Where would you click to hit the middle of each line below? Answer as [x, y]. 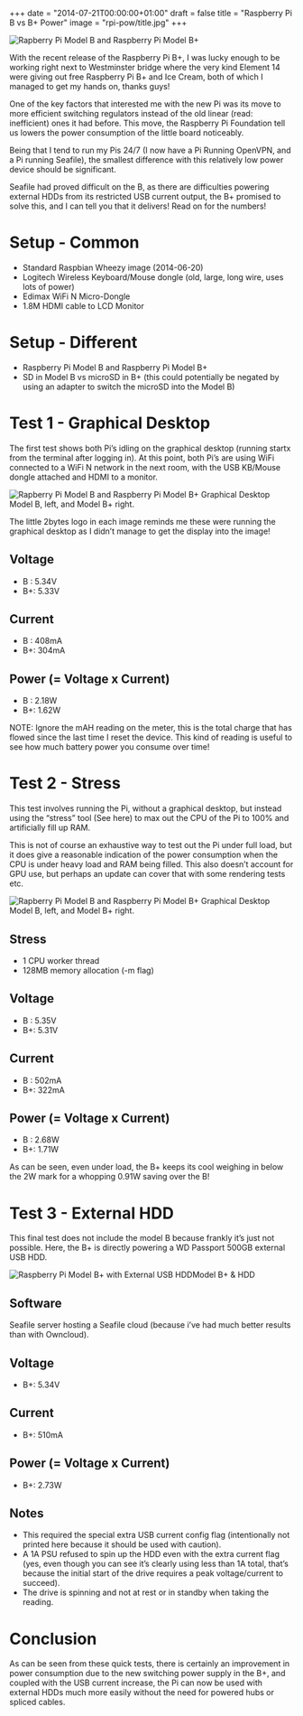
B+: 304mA [44, 650]
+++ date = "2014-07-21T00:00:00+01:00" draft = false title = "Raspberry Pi [151, 13]
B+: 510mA [42, 1434]
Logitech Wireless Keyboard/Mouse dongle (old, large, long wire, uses [153, 277]
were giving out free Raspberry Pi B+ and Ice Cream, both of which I [136, 77]
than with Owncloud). [49, 1335]
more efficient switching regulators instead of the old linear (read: [131, 113]
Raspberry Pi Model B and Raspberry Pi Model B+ [115, 367]
